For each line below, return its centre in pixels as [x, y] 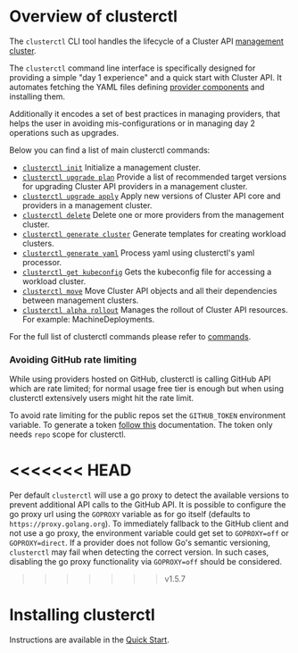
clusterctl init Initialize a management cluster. [111, 167]
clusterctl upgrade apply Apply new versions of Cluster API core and [151, 196]
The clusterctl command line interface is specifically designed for [132, 68]
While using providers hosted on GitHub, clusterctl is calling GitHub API [140, 379]
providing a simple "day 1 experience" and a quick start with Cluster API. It [146, 77]
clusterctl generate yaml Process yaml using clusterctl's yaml [138, 253]
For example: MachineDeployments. [88, 319]
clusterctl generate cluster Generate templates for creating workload [154, 233]
